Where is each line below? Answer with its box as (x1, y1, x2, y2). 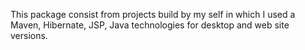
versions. (10, 30, 48, 41)
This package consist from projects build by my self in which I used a (10, 9, 296, 20)
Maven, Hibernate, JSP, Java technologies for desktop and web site (10, 19, 290, 31)
